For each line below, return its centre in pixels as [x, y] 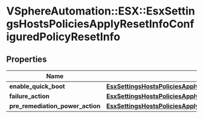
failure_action [29, 96]
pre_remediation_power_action [55, 106]
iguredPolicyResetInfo [63, 37]
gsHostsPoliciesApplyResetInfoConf [100, 24]
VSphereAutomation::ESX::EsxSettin [101, 11]
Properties [27, 59]
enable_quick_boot [37, 86]
